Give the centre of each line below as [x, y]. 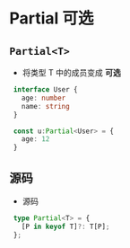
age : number [43, 98]
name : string [45, 106]
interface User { [45, 90]
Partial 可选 [52, 18]
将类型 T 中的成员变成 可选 [71, 72]
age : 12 [35, 139]
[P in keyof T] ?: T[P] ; [65, 226]
